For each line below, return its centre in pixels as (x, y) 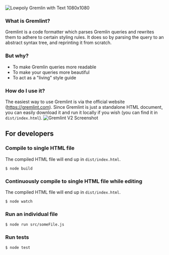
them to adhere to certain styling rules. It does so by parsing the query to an (85, 37)
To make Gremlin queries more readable (54, 67)
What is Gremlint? (28, 21)
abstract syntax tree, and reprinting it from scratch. (58, 42)
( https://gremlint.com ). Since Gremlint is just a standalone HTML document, (84, 107)
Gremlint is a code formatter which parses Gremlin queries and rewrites (80, 32)
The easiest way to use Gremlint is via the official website (65, 102)
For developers (30, 134)
